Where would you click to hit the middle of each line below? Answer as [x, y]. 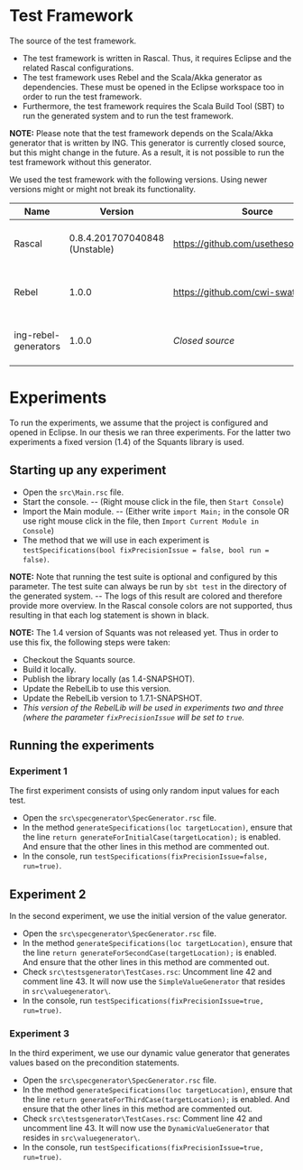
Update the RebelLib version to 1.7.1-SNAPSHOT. [112, 698]
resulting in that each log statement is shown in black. [109, 615]
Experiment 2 [48, 894]
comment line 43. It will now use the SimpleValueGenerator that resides [154, 981]
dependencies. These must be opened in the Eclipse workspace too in [153, 87]
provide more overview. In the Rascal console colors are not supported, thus [151, 605]
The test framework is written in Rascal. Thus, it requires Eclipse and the [157, 58]
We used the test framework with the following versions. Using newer [138, 179]
